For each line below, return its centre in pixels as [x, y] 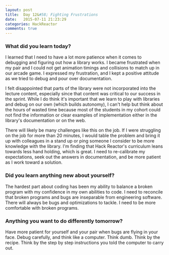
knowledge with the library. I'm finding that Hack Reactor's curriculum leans [84, 146]
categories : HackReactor [31, 24]
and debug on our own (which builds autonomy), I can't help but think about [84, 104]
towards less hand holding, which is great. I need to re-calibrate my [75, 152]
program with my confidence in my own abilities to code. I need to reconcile [84, 192]
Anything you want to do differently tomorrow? [64, 221]
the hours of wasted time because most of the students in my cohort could [83, 110]
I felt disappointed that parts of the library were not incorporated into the [81, 88]
